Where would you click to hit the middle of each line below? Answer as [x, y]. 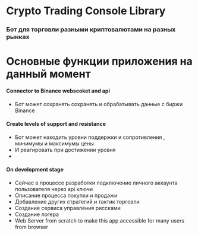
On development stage [35, 170]
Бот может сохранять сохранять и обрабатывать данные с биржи [99, 104]
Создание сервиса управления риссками [67, 208]
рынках [18, 37]
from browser [32, 227]
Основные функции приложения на [100, 61]
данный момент [48, 74]
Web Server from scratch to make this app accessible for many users [100, 220]
